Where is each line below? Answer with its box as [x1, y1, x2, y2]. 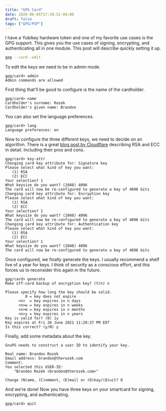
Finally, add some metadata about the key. [5, 333, 92, 339]
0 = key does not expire [25, 294, 77, 299]
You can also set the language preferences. [5, 114, 94, 120]
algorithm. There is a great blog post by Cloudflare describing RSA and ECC [5, 142, 160, 148]
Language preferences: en [5, 128, 58, 133]
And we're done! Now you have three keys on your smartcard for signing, [5, 386, 155, 393]
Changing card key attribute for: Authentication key [5, 222, 119, 227]
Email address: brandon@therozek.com [5, 356, 83, 361]
